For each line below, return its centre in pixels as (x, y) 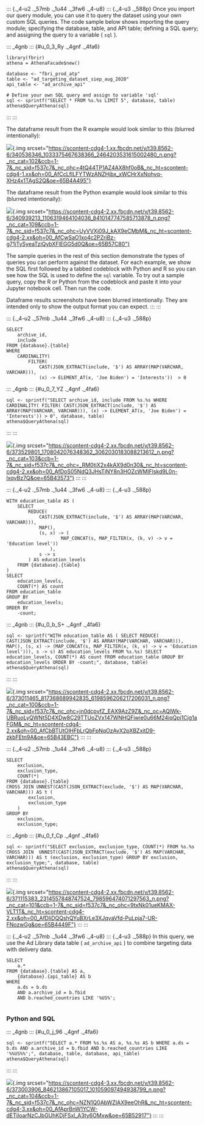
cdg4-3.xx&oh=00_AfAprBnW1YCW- (52, 1109)
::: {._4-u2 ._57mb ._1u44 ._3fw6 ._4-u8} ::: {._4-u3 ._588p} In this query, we (100, 936)
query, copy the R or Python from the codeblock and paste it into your (94, 282)
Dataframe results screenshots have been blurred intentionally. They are (97, 300)
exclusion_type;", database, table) (53, 863)
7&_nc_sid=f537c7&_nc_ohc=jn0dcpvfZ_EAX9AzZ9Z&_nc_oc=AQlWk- (94, 711)
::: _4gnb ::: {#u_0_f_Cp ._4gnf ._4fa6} (53, 836)
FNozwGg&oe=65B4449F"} (41, 924)
